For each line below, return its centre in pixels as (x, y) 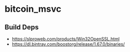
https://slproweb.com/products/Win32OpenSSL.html (66, 39)
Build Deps (22, 27)
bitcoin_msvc (33, 9)
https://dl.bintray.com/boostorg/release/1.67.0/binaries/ (68, 44)
